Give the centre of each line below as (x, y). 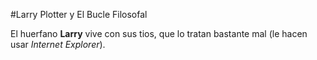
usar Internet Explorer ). (58, 44)
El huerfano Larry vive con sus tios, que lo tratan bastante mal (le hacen (159, 33)
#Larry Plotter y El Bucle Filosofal (79, 14)
